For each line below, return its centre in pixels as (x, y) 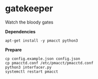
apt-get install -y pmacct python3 (42, 40)
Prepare (14, 50)
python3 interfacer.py (28, 67)
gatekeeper (29, 9)
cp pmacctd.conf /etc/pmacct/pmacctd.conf (49, 63)
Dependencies (20, 31)
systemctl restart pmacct (32, 72)
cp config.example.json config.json (43, 59)
